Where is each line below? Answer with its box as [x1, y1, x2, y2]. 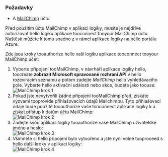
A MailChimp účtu [12, 16, 50, 22]
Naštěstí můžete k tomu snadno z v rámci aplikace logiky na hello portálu [5, 36, 157, 42]
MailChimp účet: [5, 56, 39, 62]
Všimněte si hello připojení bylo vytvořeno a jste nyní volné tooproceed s [12, 135, 163, 142]
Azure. [5, 41, 19, 47]
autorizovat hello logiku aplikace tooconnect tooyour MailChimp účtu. [5, 31, 149, 37]
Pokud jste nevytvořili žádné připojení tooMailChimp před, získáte [12, 93, 149, 99]
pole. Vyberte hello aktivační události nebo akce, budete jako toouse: [12, 82, 156, 88]
